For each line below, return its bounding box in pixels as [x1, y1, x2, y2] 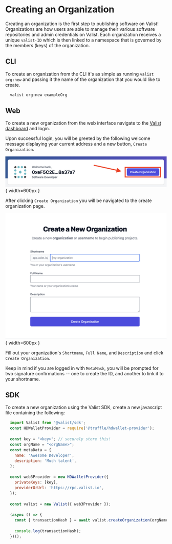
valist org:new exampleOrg [10, 92, 68, 97]
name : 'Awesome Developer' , [14, 453, 74, 458]
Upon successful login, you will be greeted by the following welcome [5, 135, 150, 142]
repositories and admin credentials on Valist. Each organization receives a [5, 31, 161, 37]
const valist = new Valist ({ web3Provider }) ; [10, 501, 111, 507]
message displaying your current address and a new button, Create [5, 141, 147, 147]
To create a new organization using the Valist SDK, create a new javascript [5, 404, 162, 411]
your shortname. [5, 376, 40, 382]
